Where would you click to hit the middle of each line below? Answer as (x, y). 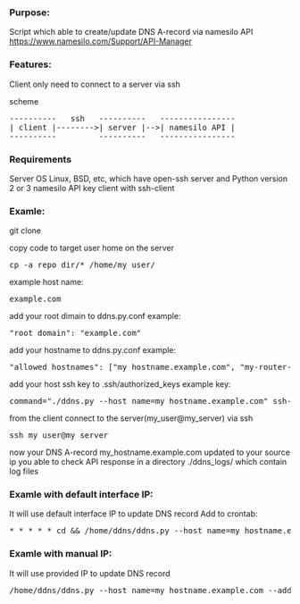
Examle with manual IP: (61, 554)
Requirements (41, 159)
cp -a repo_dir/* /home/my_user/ (83, 265)
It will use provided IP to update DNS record (90, 573)
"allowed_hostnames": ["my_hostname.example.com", (122, 367)
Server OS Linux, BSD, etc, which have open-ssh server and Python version (149, 178)
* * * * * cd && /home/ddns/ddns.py (89, 531)
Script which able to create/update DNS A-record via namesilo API (131, 32)
